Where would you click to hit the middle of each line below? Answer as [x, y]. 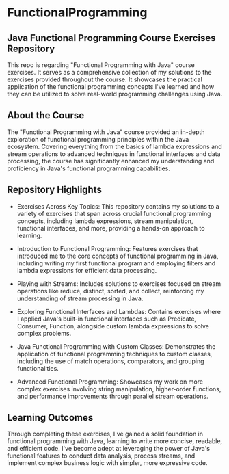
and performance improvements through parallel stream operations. [112, 396]
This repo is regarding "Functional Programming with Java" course [101, 65]
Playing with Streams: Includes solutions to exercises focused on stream [119, 284]
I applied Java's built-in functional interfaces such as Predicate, [107, 319]
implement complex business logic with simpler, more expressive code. [107, 463]
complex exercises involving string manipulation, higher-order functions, [119, 389]
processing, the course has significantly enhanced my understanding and [111, 161]
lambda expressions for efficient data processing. [87, 270]
